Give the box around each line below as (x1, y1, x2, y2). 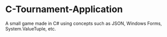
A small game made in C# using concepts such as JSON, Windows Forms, (5, 20, 162, 26)
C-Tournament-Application (5, 4, 123, 15)
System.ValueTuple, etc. (5, 25, 56, 31)
